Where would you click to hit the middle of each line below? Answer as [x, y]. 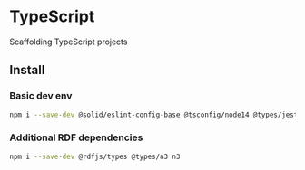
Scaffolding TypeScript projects [69, 42]
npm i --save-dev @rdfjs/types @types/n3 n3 [95, 156]
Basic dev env [41, 96]
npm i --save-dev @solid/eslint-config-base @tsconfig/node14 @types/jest [154, 115]
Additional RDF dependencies [76, 137]
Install [27, 70]
